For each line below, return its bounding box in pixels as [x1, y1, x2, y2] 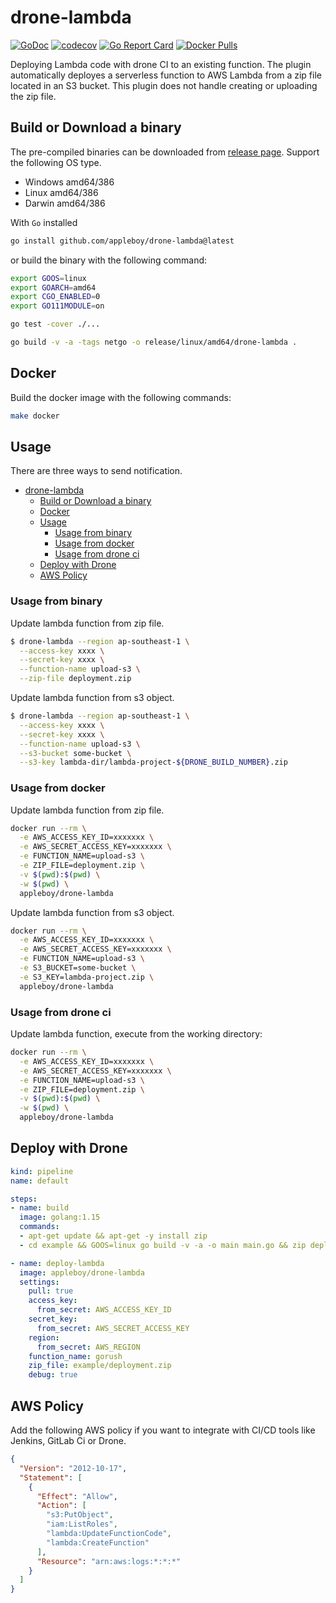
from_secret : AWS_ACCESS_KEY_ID [36, 1305, 172, 1315]
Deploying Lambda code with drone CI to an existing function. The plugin [10, 58, 312, 70]
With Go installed [10, 216, 78, 228]
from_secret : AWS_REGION [36, 1342, 141, 1352]
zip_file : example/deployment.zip [28, 1361, 172, 1371]
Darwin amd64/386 [24, 197, 106, 209]
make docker [10, 411, 60, 421]
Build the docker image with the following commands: [10, 391, 232, 403]
